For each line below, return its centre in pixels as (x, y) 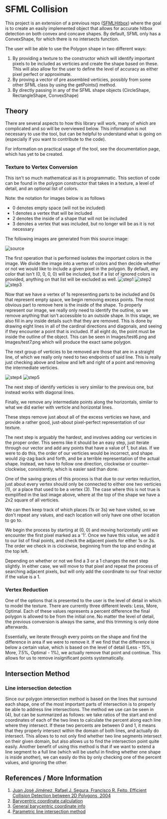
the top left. (17, 551)
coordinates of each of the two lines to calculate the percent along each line (83, 720)
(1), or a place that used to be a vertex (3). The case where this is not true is (83, 489)
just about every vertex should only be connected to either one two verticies (83, 484)
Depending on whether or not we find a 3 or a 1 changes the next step (77, 561)
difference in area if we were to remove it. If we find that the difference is (80, 642)
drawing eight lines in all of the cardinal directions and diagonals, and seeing (83, 326)
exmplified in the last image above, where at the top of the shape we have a (83, 495)
